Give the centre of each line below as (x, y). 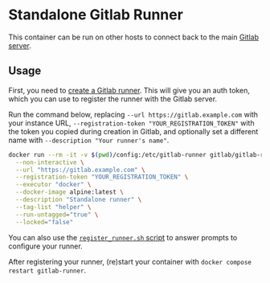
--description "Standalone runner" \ (79, 199)
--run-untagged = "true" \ (57, 215)
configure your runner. (45, 246)
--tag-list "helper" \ (53, 207)
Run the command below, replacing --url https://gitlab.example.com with (133, 114)
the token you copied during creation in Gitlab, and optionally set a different (133, 131)
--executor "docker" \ (53, 185)
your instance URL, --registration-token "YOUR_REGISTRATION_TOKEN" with (131, 123)
